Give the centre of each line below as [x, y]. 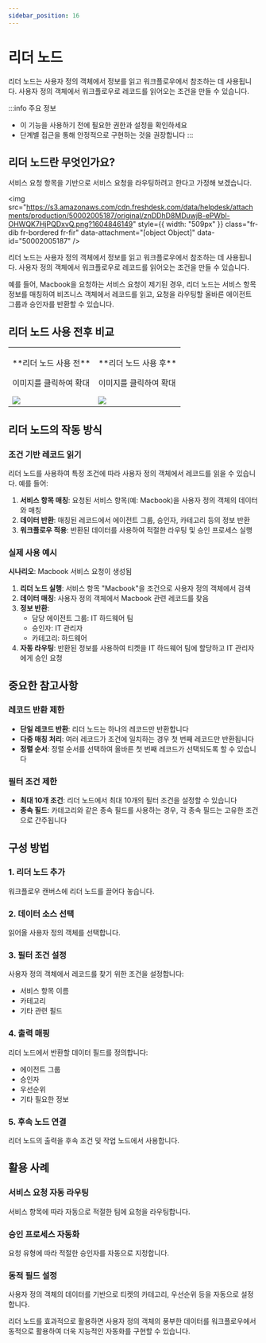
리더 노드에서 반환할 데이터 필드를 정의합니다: [78, 1052]
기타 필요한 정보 [44, 1099]
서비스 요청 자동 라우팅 [49, 1193]
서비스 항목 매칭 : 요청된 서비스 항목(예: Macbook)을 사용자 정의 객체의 [128, 500]
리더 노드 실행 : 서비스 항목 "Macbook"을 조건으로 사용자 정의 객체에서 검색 [135, 588]
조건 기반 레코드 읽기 [45, 455]
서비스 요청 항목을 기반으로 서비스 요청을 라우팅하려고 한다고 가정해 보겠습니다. [130, 183]
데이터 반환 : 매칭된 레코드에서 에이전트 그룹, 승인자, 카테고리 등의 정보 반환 [135, 520]
